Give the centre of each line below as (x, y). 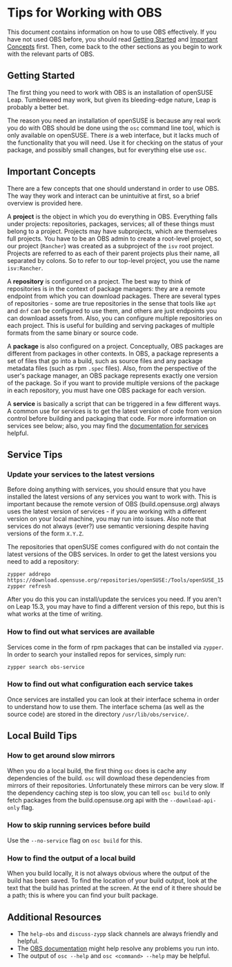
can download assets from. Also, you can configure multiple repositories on (115, 318)
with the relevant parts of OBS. (51, 54)
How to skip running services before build (79, 825)
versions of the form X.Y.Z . (46, 533)
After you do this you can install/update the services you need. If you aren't (114, 599)
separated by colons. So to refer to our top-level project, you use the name (114, 260)
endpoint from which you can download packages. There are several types (114, 296)
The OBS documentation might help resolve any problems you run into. (118, 948)
